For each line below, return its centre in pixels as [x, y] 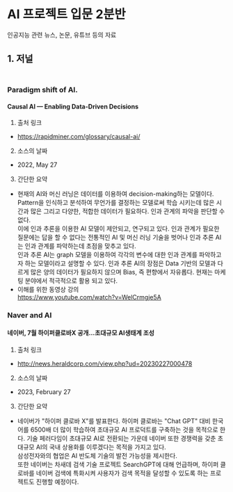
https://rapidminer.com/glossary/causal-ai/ [79, 137]
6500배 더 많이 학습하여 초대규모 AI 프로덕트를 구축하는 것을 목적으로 [124, 429]
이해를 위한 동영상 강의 [48, 290]
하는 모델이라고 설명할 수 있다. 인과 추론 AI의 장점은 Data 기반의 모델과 [120, 263]
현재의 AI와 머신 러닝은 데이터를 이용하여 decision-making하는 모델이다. [115, 194]
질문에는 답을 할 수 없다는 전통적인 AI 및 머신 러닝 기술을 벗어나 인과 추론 [115, 238]
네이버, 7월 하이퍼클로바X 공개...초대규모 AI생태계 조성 [81, 333]
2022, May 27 [37, 165]
